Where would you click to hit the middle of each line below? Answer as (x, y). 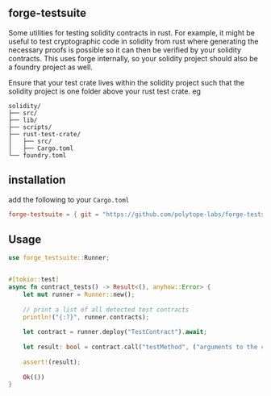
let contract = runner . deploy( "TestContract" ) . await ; (115, 332)
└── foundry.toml (38, 155)
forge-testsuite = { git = (54, 214)
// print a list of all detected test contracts (106, 310)
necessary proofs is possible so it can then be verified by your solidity (125, 50)
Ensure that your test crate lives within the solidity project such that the (126, 82)
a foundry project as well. (50, 67)
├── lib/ (23, 120)
